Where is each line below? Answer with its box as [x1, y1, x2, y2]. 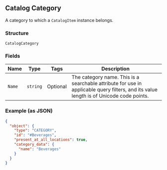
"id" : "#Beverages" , [14, 133, 57, 138]
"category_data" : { [14, 142, 55, 147]
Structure [5, 29, 29, 36]
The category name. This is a [71, 74, 140, 81]
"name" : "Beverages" [18, 147, 61, 152]
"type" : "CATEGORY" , [14, 128, 57, 133]
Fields [5, 52, 20, 59]
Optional [47, 83, 67, 90]
